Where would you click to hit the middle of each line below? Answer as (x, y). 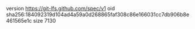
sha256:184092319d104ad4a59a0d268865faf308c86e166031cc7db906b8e (98, 14)
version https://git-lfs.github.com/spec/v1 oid (61, 8)
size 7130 (45, 21)
